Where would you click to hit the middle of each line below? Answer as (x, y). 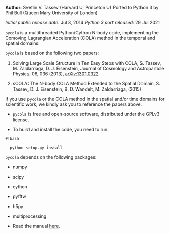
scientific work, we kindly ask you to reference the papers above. (74, 104)
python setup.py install (36, 148)
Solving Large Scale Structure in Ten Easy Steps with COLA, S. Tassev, (87, 63)
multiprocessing (30, 216)
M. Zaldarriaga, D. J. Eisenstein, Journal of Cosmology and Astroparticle (88, 68)
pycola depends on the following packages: (51, 157)
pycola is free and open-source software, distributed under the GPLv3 (86, 114)
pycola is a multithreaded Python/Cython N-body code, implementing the (82, 32)
